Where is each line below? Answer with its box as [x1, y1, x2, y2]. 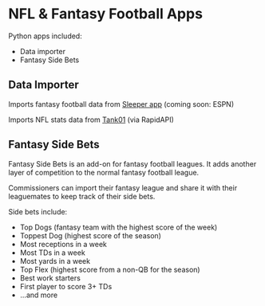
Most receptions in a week [19, 239, 108, 249]
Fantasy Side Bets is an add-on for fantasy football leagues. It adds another [8, 159, 257, 168]
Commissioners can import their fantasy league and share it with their [8, 182, 238, 192]
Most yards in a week [19, 256, 90, 265]
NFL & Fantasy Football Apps [8, 5, 204, 23]
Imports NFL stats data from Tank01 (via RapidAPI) [8, 115, 174, 124]
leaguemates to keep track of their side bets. [8, 191, 156, 201]
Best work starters [19, 273, 81, 283]
